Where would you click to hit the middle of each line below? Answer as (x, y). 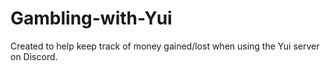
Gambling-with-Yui (91, 18)
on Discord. (34, 56)
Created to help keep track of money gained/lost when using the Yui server (165, 46)
